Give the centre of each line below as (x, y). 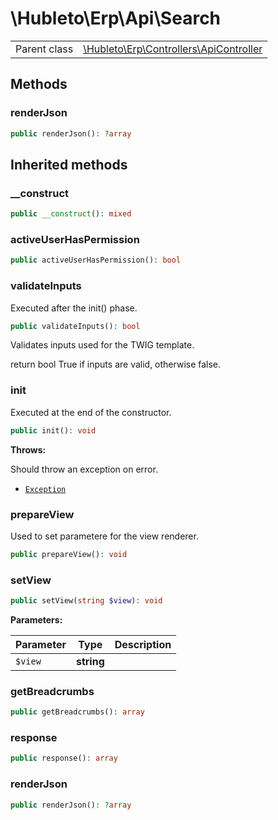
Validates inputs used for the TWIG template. (102, 345)
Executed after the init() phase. (74, 308)
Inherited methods (69, 164)
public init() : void (53, 430)
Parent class (44, 49)
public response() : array (64, 758)
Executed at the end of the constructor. (91, 412)
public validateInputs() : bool (75, 326)
